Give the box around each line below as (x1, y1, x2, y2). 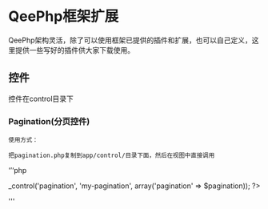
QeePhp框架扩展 (8, 7, 119, 26)
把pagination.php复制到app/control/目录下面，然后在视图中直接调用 (8, 151, 215, 160)
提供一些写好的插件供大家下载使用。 (14, 45, 134, 54)
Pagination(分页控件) (8, 115, 90, 127)
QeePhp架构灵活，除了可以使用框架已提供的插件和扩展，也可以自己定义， (8, 35, 252, 45)
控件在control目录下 (8, 94, 74, 103)
